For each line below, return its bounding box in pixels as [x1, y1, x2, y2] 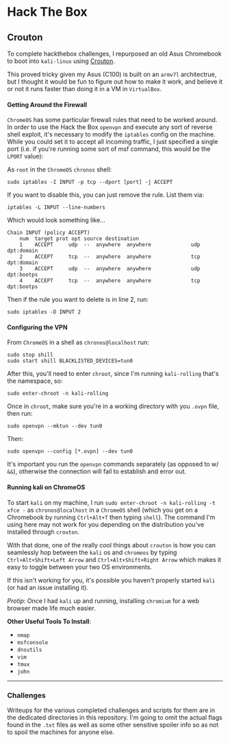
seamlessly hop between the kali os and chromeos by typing [7, 548, 177, 556]
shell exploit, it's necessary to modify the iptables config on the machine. [7, 130, 216, 139]
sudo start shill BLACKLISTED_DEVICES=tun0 [7, 357, 133, 364]
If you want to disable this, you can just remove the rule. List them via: [7, 191, 204, 199]
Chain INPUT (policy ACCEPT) [7, 229, 90, 237]
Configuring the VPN [7, 323, 68, 331]
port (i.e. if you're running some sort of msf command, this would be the [7, 145, 211, 153]
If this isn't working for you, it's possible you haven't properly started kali [7, 576, 216, 584]
